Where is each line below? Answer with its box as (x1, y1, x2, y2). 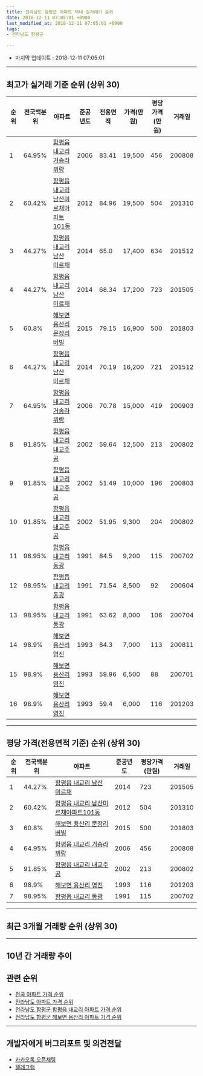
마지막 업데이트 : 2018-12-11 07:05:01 (14, 54, 105, 61)
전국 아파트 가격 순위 (14, 990, 64, 998)
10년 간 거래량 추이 (6, 950, 72, 961)
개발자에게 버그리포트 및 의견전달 (6, 1038, 122, 1049)
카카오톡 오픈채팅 (14, 1055, 56, 1063)
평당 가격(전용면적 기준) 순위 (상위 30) (6, 738, 141, 748)
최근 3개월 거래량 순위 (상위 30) (6, 921, 118, 932)
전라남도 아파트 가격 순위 (14, 998, 74, 1005)
